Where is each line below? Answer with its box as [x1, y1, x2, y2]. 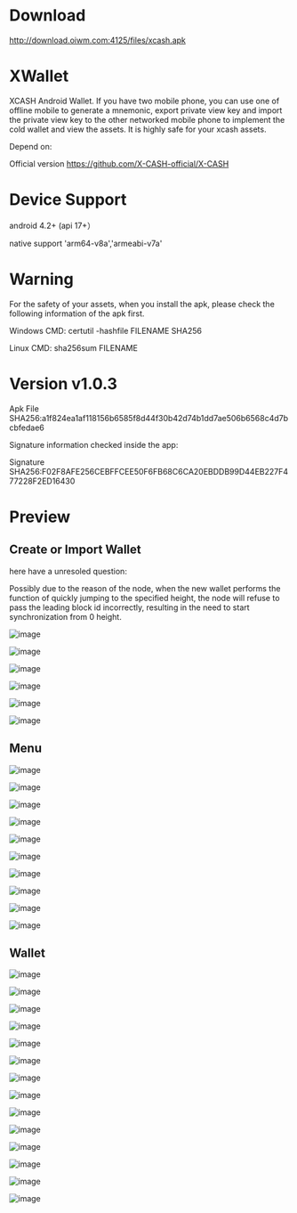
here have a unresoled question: [9, 566, 127, 576]
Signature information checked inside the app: [9, 439, 179, 450]
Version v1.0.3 [9, 373, 118, 394]
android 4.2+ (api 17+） [9, 220, 96, 231]
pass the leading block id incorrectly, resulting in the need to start [9, 602, 251, 613]
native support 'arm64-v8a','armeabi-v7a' [9, 238, 163, 248]
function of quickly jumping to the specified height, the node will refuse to [9, 592, 280, 603]
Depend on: [9, 141, 52, 151]
